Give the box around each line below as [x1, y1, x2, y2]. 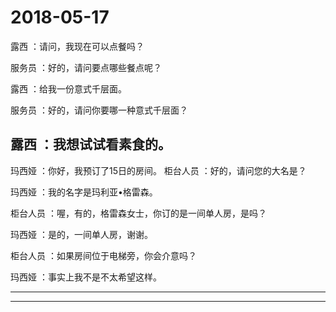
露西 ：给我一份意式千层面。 [10, 82, 127, 95]
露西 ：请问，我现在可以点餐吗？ [10, 40, 145, 52]
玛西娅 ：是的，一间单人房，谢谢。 [10, 228, 153, 240]
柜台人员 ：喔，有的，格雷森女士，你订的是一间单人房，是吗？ [10, 207, 267, 219]
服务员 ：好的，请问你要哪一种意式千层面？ [10, 104, 188, 116]
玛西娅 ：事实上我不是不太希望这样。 [10, 271, 162, 283]
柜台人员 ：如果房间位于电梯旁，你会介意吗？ [10, 249, 197, 261]
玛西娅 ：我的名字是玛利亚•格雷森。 [10, 186, 158, 198]
